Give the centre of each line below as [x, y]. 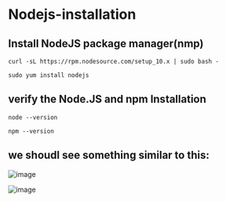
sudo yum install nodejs [49, 75]
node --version [33, 117]
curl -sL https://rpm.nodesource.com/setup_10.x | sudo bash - [114, 61]
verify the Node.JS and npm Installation [107, 99]
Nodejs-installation [72, 15]
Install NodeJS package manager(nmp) [106, 44]
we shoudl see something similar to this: [109, 155]
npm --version [31, 131]
